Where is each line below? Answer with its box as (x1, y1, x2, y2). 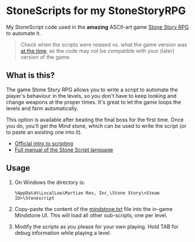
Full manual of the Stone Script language (14, 146, 113, 153)
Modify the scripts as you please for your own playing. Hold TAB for (14, 223, 179, 230)
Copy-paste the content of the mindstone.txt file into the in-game (14, 205, 173, 212)
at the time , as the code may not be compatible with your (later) (20, 47, 175, 54)
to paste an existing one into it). (6, 128, 82, 135)
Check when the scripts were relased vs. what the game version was (20, 41, 187, 48)
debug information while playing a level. (14, 229, 112, 236)
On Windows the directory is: (14, 179, 85, 186)
